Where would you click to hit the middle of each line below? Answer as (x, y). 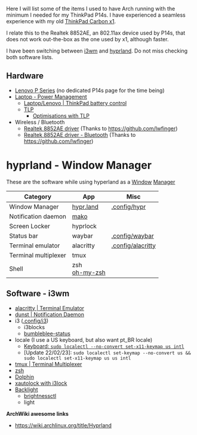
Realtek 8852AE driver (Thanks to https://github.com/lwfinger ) (101, 128)
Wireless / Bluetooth (40, 122)
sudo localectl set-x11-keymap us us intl (77, 358)
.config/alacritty (134, 246)
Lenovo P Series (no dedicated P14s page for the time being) (90, 90)
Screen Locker (30, 226)
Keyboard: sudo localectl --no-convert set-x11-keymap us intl (104, 346)
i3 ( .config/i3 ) (32, 321)
